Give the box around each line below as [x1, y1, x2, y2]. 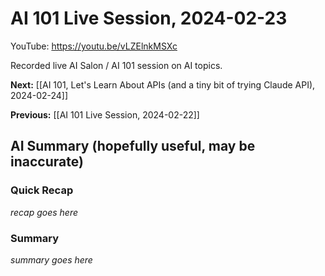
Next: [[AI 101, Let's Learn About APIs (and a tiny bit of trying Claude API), [10, 78, 316, 91]
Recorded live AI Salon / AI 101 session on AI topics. [10, 59, 223, 71]
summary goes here [10, 253, 93, 266]
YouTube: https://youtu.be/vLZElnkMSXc [10, 40, 178, 52]
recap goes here [10, 206, 79, 218]
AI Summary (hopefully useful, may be [10, 138, 256, 155]
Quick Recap [10, 183, 74, 197]
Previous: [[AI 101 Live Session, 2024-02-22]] [10, 108, 200, 121]
